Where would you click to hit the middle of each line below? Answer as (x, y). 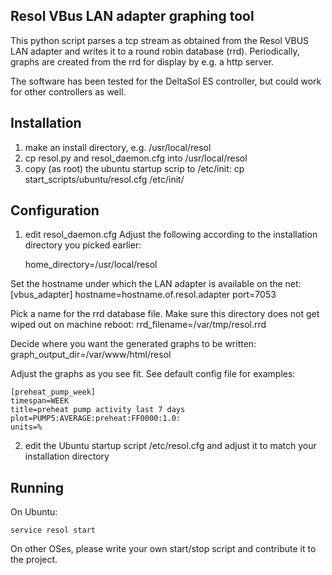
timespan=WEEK (40, 401)
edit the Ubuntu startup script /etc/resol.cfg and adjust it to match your (170, 446)
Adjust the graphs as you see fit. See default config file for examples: (153, 374)
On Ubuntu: (34, 512)
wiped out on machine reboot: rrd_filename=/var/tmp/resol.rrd (138, 325)
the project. (34, 560)
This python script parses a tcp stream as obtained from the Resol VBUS (160, 40)
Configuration (55, 210)
